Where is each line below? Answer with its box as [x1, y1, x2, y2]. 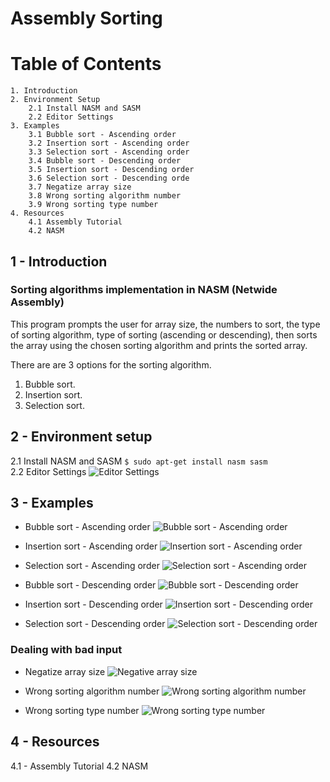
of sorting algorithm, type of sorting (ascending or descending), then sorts [10, 328, 318, 341]
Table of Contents [10, 53, 162, 76]
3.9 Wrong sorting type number [28, 200, 159, 210]
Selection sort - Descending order [24, 618, 166, 630]
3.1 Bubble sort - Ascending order [28, 130, 177, 140]
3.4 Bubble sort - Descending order [28, 156, 182, 166]
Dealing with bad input [10, 643, 123, 657]
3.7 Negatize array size [28, 182, 132, 192]
